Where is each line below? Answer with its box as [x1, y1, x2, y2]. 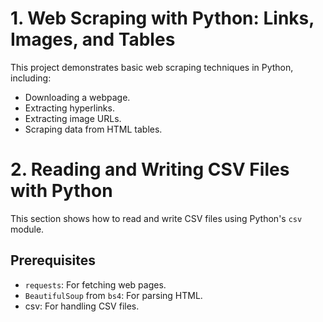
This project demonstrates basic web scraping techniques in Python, [10, 61, 294, 73]
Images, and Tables [10, 28, 176, 51]
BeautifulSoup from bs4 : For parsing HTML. [24, 289, 203, 301]
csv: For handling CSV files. [24, 300, 140, 312]
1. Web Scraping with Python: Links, [10, 7, 315, 30]
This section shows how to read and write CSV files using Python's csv [10, 212, 303, 224]
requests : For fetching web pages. [24, 278, 167, 291]
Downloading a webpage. [24, 91, 131, 103]
